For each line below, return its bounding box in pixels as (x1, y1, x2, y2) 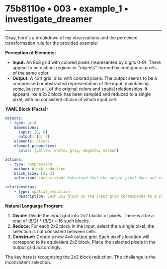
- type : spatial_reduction (14, 189, 70, 194)
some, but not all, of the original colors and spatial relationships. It (12, 86, 148, 92)
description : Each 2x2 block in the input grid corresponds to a (18, 194, 157, 199)
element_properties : (14, 143, 57, 148)
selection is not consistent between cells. (12, 228, 97, 234)
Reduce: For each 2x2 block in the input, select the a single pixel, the (12, 223, 155, 229)
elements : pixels (14, 139, 50, 144)
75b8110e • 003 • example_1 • (5, 3, 129, 14)
